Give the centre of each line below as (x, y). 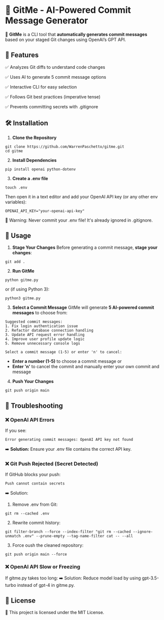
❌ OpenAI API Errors (30, 420)
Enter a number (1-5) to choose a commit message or (67, 361)
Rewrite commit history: (36, 523)
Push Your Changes (33, 382)
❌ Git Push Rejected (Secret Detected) (52, 464)
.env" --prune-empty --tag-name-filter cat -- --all (78, 536)
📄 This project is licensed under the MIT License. (55, 613)
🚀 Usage (18, 235)
